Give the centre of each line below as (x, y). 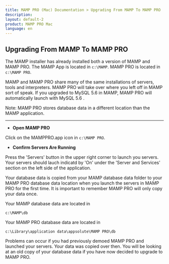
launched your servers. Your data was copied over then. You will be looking (83, 246)
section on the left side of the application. (48, 168)
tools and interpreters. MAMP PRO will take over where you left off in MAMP (84, 87)
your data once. (22, 194)
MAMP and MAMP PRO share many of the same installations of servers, (80, 82)
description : (19, 15)
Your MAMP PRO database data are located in (53, 222)
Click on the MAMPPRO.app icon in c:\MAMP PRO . (55, 138)
